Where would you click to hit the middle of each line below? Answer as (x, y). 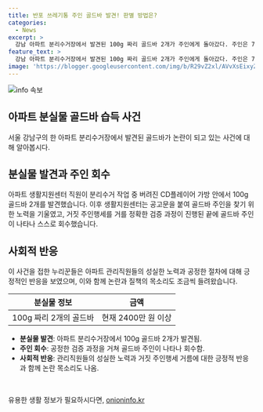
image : (19, 67)
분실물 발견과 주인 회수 (59, 174)
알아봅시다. (33, 147)
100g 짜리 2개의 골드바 (53, 318)
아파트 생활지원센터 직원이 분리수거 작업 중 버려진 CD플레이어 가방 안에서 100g (128, 195)
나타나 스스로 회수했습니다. (57, 224)
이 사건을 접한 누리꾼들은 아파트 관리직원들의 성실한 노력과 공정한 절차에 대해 (125, 272)
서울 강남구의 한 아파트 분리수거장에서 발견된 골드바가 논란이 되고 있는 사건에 (125, 137)
